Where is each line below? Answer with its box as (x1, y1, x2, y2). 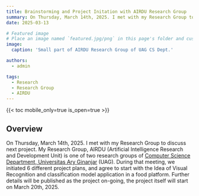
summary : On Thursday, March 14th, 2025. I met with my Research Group (6, 14, 187, 20)
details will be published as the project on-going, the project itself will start (6, 177, 188, 184)
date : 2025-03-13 (6, 20, 49, 25)
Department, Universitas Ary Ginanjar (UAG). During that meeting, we (6, 158, 175, 165)
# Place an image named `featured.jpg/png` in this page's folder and (6, 36, 184, 42)
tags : (6, 73, 20, 80)
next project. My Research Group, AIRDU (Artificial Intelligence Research (6, 146, 184, 153)
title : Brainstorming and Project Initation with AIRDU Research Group (6, 8, 187, 15)
